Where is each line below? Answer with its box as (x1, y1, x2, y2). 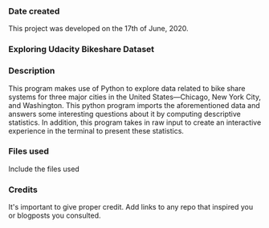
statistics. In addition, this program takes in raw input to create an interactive (8, 118, 262, 127)
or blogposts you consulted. (8, 210, 102, 221)
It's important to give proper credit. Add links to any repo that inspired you (8, 202, 254, 212)
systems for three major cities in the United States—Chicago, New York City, (8, 92, 261, 102)
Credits (8, 184, 38, 195)
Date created (8, 6, 60, 17)
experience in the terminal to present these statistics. (8, 126, 185, 135)
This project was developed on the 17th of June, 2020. (8, 24, 189, 34)
